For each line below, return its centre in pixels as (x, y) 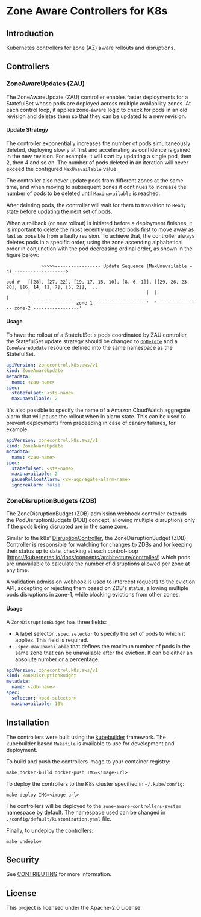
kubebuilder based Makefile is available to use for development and (90, 743)
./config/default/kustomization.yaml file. (59, 819)
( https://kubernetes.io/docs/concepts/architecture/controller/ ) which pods (98, 558)
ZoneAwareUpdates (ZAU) (46, 84)
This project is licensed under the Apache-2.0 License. (74, 908)
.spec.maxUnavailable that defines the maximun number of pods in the (102, 646)
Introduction (30, 33)
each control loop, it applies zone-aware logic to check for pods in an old (97, 110)
